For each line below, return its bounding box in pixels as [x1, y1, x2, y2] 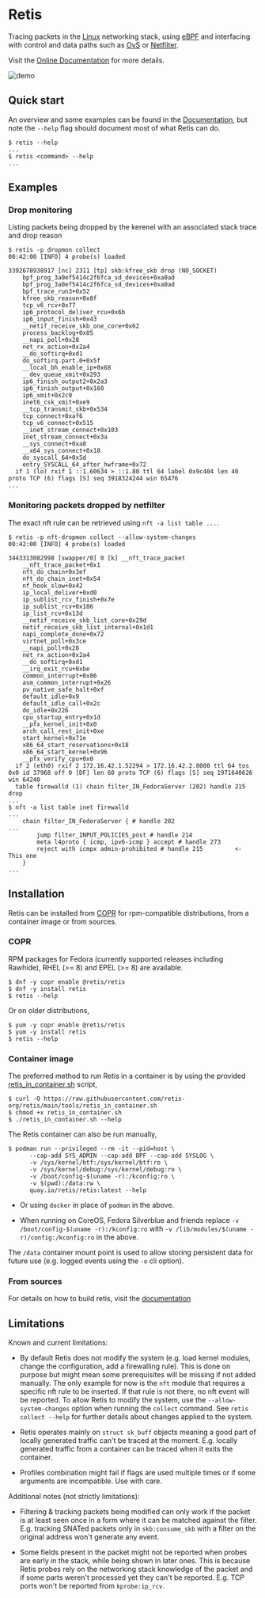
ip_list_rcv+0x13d [22, 609, 83, 617]
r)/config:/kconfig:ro [19, 1234, 95, 1242]
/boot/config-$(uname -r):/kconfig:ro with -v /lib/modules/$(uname [19, 1224, 247, 1234]
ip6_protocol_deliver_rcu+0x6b [22, 309, 126, 317]
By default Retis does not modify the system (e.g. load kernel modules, [19, 1353, 251, 1363]
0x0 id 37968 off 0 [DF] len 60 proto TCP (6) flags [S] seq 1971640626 [8, 769, 253, 776]
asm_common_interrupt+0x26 [22, 678, 112, 686]
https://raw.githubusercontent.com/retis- [43, 1095, 186, 1103]
